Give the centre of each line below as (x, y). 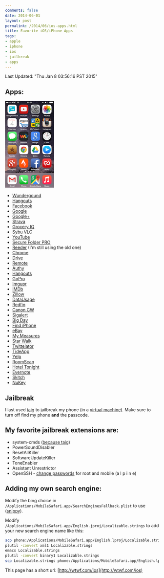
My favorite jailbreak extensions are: (62, 430)
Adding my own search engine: (53, 489)
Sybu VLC (22, 232)
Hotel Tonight (26, 367)
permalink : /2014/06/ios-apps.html (41, 26)
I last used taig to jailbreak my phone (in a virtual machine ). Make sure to (78, 410)
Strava (19, 222)
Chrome (20, 253)
